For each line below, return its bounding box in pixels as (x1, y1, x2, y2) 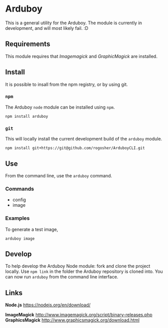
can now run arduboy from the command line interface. (5, 274, 119, 280)
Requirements (5, 40, 50, 49)
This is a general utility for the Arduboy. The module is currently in (5, 20, 142, 26)
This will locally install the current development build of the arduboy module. (5, 136, 162, 142)
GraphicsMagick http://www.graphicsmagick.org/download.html (5, 317, 140, 323)
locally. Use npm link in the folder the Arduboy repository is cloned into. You (5, 268, 163, 274)
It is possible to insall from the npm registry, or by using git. (5, 81, 128, 87)
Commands (5, 185, 34, 192)
